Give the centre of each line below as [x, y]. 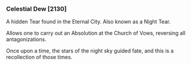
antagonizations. [26, 40]
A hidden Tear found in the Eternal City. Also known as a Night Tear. [88, 22]
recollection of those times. [39, 57]
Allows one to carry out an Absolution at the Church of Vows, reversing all [96, 33]
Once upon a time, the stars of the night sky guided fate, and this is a [90, 51]
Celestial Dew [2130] [36, 9]
